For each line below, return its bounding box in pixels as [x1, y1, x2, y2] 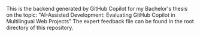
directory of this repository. [6, 24, 74, 31]
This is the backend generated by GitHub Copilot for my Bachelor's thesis [6, 5, 188, 12]
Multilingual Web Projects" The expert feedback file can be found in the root [6, 18, 195, 24]
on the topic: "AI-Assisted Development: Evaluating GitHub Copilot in [6, 11, 175, 18]
